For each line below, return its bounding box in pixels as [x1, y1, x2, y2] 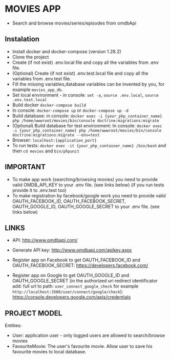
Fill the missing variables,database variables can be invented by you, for [12, 81, 165, 87]
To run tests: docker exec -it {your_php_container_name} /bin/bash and [12, 142, 166, 148]
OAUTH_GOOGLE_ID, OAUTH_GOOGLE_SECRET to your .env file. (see [12, 203, 160, 210]
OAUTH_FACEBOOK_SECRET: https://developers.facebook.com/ [12, 262, 148, 268]
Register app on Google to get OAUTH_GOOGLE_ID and [12, 272, 130, 279]
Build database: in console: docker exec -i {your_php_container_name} [12, 113, 162, 119]
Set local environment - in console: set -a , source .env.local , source [12, 92, 159, 98]
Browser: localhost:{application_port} [12, 137, 97, 143]
